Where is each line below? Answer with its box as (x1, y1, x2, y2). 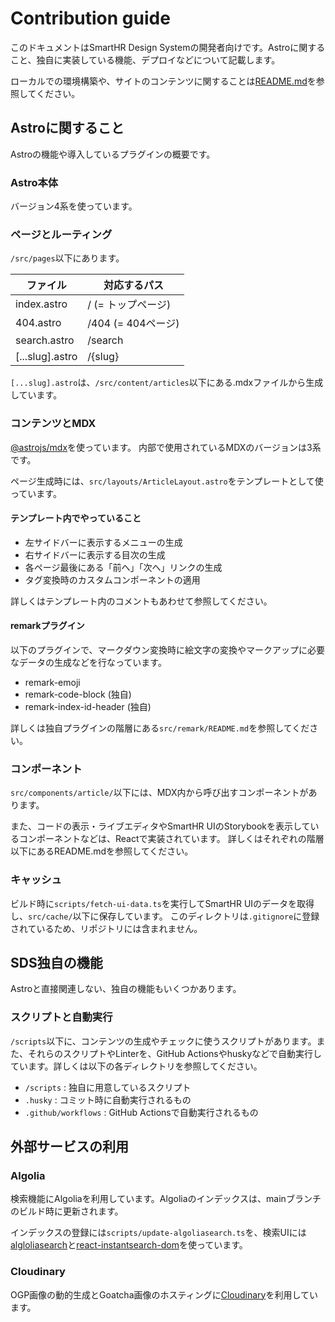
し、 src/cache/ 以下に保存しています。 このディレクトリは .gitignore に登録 (10, 910, 320, 922)
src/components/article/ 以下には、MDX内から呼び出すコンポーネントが (10, 787, 309, 799)
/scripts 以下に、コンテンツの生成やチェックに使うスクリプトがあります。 (10, 1035, 317, 1047)
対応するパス (103, 278, 164, 292)
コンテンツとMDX (10, 417, 97, 431)
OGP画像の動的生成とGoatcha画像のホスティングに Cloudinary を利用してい (10, 1288, 319, 1301)
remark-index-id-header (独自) (24, 701, 152, 713)
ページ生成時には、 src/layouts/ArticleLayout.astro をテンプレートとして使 (10, 475, 324, 487)
